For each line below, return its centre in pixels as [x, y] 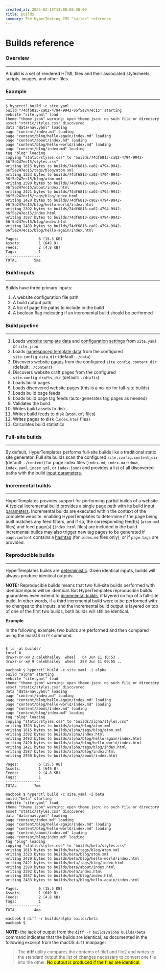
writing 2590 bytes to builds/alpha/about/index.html [62, 756]
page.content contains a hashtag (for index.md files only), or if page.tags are [82, 537]
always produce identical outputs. [40, 575]
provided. [15, 543]
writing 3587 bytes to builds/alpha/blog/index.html [60, 751]
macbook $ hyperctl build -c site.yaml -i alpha [56, 670]
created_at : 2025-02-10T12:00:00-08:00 [46, 10]
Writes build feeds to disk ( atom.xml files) [54, 414]
